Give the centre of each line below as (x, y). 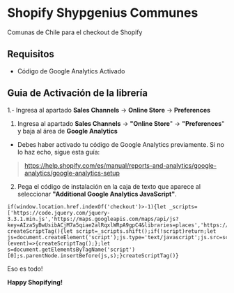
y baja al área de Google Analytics (68, 131)
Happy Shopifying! (35, 282)
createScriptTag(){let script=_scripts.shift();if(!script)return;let (112, 231)
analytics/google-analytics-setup (72, 173)
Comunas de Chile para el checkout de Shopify (75, 32)
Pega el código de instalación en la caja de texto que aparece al (109, 186)
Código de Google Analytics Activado (71, 71)
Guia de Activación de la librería (78, 93)
